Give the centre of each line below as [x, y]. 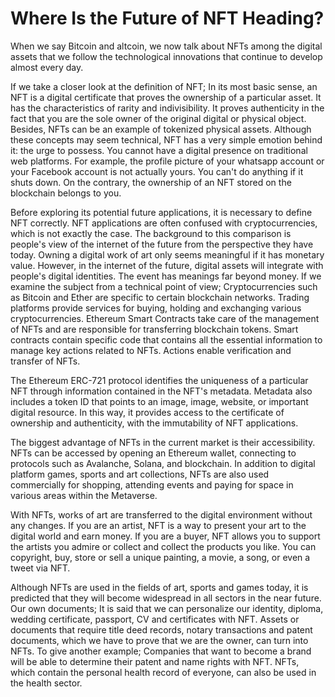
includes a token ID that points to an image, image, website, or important [159, 401]
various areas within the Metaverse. [84, 495]
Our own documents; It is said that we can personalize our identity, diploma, [167, 608]
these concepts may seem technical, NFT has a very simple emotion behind [166, 139]
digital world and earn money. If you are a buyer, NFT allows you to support [165, 536]
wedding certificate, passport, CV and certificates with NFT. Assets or [155, 619]
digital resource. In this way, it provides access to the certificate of [147, 412]
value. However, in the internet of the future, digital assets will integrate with [167, 265]
